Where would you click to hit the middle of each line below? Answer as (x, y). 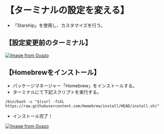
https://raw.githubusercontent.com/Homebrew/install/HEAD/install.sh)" (82, 106)
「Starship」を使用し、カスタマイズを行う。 (59, 25)
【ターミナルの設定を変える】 (67, 10)
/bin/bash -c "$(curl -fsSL (35, 102)
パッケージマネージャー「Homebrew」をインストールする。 (75, 85)
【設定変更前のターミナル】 (49, 43)
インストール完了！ (33, 116)
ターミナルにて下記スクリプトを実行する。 (57, 92)
